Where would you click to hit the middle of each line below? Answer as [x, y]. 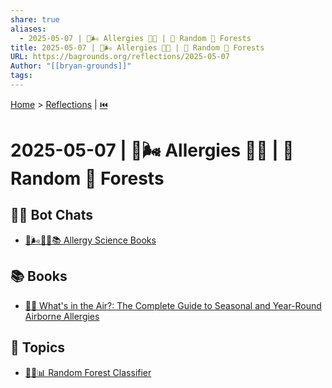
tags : [21, 76]
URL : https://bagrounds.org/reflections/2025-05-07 [120, 57]
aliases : [28, 29]
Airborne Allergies [62, 316]
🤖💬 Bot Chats [52, 215]
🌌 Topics [38, 347]
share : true [35, 19]
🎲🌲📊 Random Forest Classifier [88, 372]
